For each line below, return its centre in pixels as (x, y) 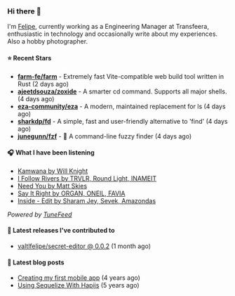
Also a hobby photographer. (48, 41)
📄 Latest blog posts (36, 262)
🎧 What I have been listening (51, 153)
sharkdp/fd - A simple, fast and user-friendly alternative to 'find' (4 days (122, 121)
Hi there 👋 (25, 11)
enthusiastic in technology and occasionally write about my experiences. (113, 34)
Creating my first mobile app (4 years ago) (79, 278)
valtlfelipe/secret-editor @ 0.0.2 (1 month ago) (84, 246)
